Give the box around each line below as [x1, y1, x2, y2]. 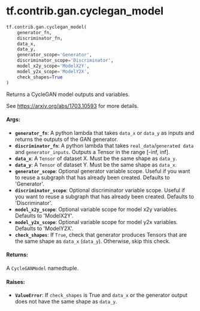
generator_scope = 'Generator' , [17, 52, 93, 58]
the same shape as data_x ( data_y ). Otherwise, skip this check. [14, 237, 171, 244]
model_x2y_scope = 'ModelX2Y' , [17, 63, 90, 70]
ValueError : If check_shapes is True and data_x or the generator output [14, 292, 187, 299]
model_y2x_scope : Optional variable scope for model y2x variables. [14, 218, 178, 225]
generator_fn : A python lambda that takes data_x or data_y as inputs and [14, 129, 195, 136]
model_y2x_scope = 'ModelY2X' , [17, 68, 90, 74]
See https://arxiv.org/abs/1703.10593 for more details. [6, 102, 139, 109]
